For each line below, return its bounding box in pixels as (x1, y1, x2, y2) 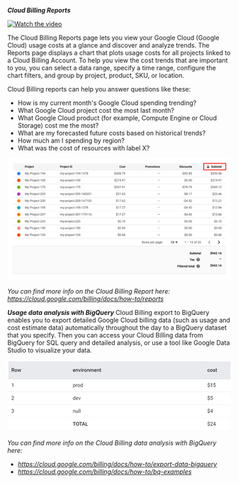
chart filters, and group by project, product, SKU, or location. (7, 71, 184, 79)
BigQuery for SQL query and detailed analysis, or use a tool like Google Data (7, 338, 230, 347)
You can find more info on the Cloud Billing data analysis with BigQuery (7, 438, 217, 447)
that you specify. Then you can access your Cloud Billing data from (7, 331, 203, 340)
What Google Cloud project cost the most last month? (17, 106, 175, 114)
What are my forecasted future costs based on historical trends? (17, 129, 206, 137)
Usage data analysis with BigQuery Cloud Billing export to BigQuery (7, 309, 210, 317)
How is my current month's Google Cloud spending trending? (17, 99, 197, 107)
